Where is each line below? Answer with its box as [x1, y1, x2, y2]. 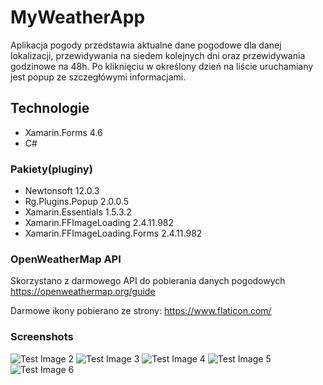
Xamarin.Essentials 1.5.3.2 [24, 206, 132, 218]
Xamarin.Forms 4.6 [24, 126, 103, 138]
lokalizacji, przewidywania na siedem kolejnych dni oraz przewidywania [10, 49, 306, 61]
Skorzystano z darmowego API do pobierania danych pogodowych [10, 275, 286, 287]
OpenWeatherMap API [10, 252, 122, 266]
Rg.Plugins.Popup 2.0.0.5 [24, 196, 130, 208]
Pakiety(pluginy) [10, 162, 93, 176]
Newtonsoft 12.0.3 [24, 185, 100, 197]
